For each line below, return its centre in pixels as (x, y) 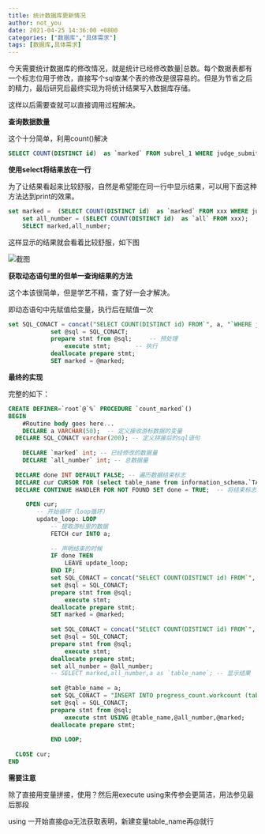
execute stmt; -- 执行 (111, 346)
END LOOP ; (66, 740)
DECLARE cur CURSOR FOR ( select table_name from (97, 482)
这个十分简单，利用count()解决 (58, 138)
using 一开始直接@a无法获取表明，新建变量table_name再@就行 (111, 821)
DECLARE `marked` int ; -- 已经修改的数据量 (90, 453)
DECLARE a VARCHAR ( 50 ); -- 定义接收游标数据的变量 (103, 431)
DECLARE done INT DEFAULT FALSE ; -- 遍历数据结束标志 (101, 475)
